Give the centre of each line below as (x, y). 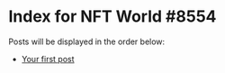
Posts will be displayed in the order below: (87, 41)
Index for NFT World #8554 (112, 17)
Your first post (48, 59)
